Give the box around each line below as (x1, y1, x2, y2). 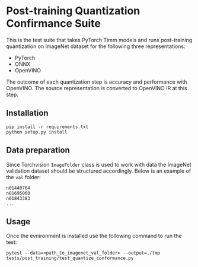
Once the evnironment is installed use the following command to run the (6, 233, 182, 240)
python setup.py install (6, 129, 68, 135)
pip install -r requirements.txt (6, 123, 89, 130)
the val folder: (6, 173, 41, 180)
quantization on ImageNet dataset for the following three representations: (6, 43, 186, 50)
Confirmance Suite (6, 17, 101, 30)
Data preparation (6, 145, 70, 155)
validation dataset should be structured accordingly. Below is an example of (6, 167, 191, 174)
